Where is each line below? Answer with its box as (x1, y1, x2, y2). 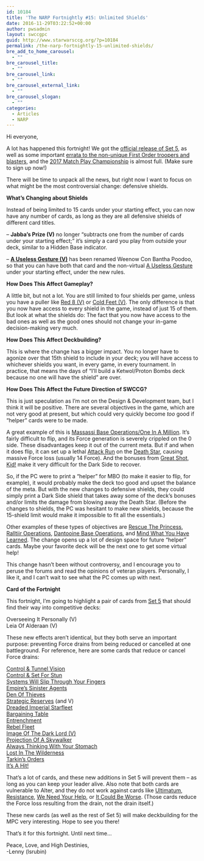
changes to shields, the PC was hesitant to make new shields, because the (6, 505, 194, 512)
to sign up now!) (6, 164, 47, 172)
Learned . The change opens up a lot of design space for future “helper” (6, 536, 187, 543)
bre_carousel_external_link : (6, 83, 80, 89)
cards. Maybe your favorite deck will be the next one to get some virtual (6, 543, 187, 550)
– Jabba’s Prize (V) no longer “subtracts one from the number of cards (6, 231, 185, 238)
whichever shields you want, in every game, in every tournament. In (6, 361, 177, 368)
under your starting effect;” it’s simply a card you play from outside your (6, 237, 187, 245)
